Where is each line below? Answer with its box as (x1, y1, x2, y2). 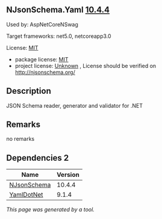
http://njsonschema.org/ (14, 69, 75, 76)
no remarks (6, 135, 35, 143)
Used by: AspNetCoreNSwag (6, 20, 78, 28)
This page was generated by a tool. (6, 206, 95, 213)
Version (56, 171, 79, 179)
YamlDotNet (9, 191, 43, 199)
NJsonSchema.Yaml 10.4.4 (6, 5, 110, 15)
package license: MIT (14, 55, 69, 63)
